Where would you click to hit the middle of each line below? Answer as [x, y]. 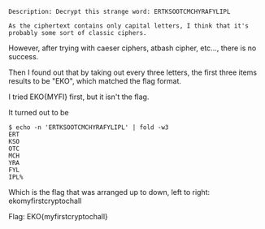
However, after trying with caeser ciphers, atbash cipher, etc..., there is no [132, 48]
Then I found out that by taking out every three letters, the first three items [133, 72]
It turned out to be [39, 112]
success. [24, 56]
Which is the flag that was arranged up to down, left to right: [109, 192]
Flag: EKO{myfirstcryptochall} [58, 216]
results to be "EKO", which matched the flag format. [95, 81]
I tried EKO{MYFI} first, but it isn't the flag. [79, 97]
